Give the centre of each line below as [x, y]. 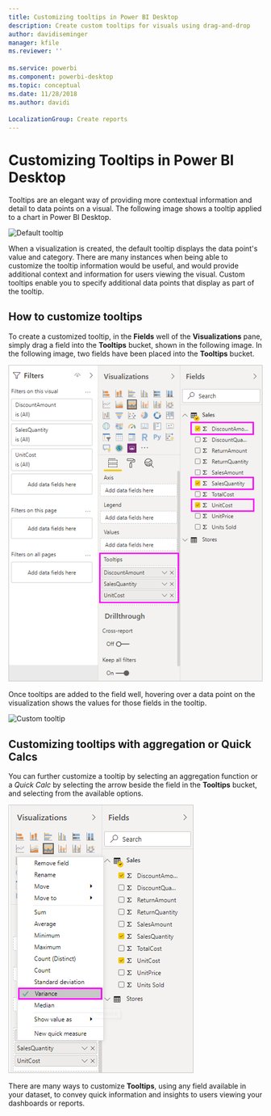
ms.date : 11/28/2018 [43, 94]
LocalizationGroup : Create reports [68, 120]
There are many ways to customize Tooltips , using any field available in [127, 1086]
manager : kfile [34, 43]
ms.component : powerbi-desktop [61, 77]
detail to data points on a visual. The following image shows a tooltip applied [135, 209]
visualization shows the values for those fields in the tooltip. [108, 703]
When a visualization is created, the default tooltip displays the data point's [133, 249]
